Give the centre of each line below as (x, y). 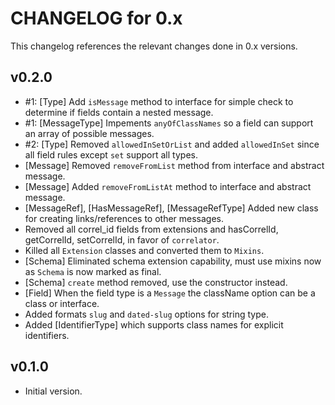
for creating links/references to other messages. (124, 218)
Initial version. (53, 391)
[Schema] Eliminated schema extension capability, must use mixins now (173, 261)
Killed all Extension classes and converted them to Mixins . (144, 250)
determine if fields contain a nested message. (119, 112)
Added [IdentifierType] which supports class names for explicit (154, 324)
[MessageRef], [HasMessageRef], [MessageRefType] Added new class (171, 208)
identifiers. (47, 335)
